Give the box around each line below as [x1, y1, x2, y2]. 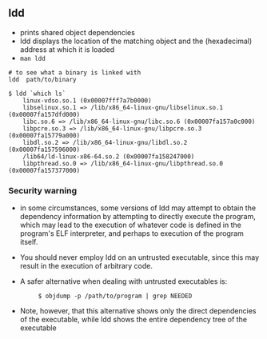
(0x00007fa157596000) [8, 146, 81, 154]
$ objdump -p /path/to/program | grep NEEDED [38, 292, 193, 301]
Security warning [8, 185, 78, 196]
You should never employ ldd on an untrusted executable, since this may [19, 253, 260, 262]
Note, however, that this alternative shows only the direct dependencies [19, 306, 257, 316]
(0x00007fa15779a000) [8, 131, 81, 139]
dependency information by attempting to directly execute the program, [19, 212, 256, 221]
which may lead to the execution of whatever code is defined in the [19, 220, 241, 230]
